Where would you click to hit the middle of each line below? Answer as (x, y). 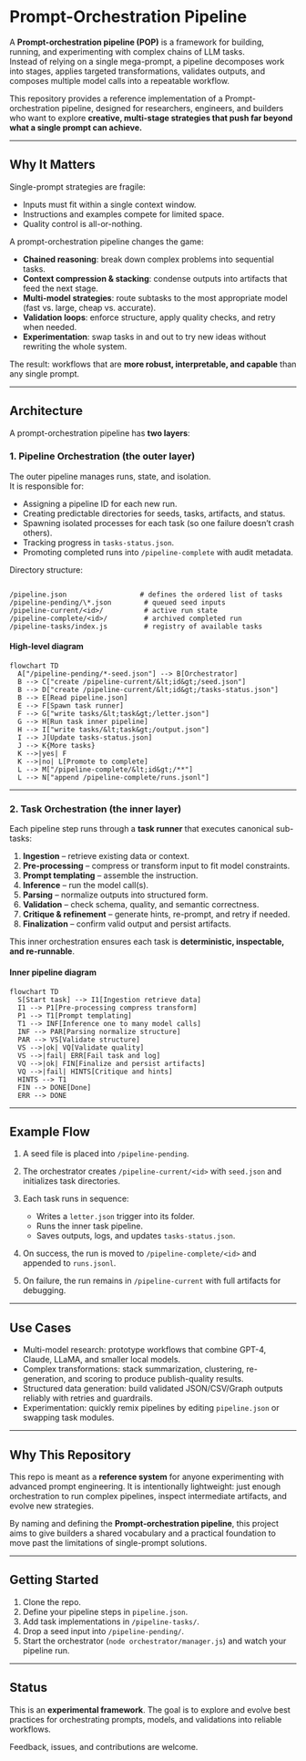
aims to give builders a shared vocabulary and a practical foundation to (143, 1533)
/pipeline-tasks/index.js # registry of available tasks (136, 627)
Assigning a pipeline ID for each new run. (100, 503)
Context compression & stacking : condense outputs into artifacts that (155, 278)
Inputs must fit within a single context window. (109, 204)
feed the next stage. (60, 288)
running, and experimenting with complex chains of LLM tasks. (127, 51)
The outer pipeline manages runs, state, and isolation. (110, 476)
